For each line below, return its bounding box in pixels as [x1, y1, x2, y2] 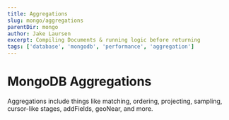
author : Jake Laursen [7, 30, 71, 37]
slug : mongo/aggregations [7, 17, 83, 24]
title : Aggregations [7, 10, 69, 18]
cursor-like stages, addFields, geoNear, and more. [7, 104, 153, 113]
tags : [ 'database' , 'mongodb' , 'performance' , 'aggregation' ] [7, 43, 194, 50]
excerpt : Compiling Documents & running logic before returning [7, 37, 201, 44]
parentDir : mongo [7, 23, 59, 30]
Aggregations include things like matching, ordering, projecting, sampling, [7, 97, 223, 105]
